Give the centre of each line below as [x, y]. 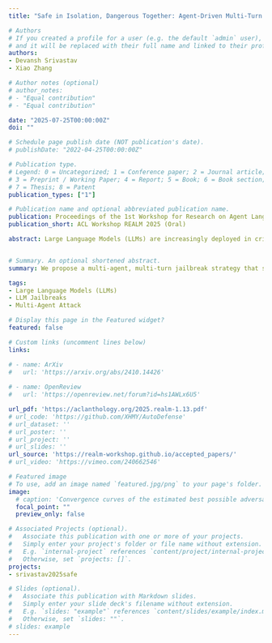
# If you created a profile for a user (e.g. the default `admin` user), [136, 38]
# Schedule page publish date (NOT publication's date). [106, 143]
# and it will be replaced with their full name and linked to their [128, 45]
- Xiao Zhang [30, 69]
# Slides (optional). [45, 589]
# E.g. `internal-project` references [78, 551]
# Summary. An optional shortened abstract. [85, 260]
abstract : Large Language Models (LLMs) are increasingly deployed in [130, 239]
